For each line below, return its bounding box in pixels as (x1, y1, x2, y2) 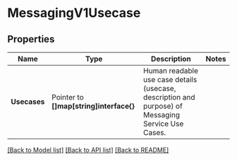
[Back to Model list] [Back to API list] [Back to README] (7, 146, 169, 154)
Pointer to (51, 93, 84, 102)
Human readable (143, 66, 199, 76)
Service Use (143, 119, 184, 129)
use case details (143, 75, 197, 84)
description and (143, 93, 195, 102)
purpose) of (143, 101, 183, 111)
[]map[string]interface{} (51, 101, 135, 111)
